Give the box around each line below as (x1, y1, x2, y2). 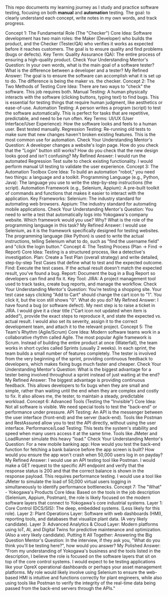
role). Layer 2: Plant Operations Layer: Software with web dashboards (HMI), (5, 511, 162, 517)
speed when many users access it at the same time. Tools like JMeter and (5, 431, 157, 436)
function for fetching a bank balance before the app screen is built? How (5, 447, 155, 452)
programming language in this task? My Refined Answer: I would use (5, 222, 146, 228)
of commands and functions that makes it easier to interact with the (5, 190, 144, 196)
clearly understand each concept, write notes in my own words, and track (5, 15, 157, 21)
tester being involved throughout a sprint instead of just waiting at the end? (5, 372, 160, 377)
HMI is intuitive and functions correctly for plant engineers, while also (19, 575, 162, 580)
